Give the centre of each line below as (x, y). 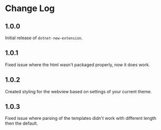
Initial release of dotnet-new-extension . (44, 38)
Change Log (30, 8)
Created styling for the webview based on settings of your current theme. (78, 91)
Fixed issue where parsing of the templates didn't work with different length (81, 118)
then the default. (22, 123)
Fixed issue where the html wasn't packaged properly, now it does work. (78, 65)
